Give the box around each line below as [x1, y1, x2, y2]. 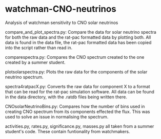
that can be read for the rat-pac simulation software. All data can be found [5, 89, 155, 94]
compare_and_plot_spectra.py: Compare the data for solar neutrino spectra [5, 29, 157, 35]
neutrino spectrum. [5, 74, 44, 80]
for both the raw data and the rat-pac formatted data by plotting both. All [5, 34, 151, 40]
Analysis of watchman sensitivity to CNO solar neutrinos [5, 20, 119, 25]
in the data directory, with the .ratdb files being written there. [5, 94, 127, 100]
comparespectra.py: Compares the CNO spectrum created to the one [5, 54, 145, 60]
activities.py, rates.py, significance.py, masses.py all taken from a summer [5, 123, 155, 129]
